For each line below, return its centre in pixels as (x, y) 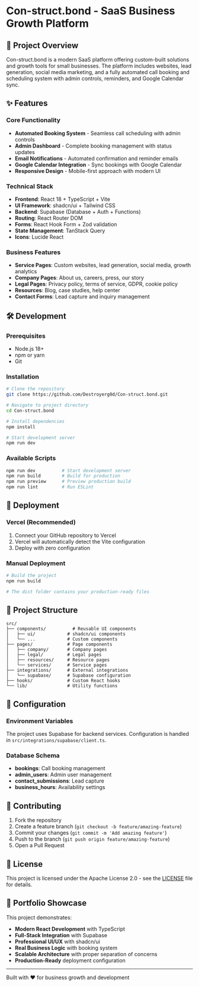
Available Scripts (31, 459)
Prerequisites (26, 336)
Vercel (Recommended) (41, 523)
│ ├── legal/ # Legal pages (54, 655)
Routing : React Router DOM (49, 218)
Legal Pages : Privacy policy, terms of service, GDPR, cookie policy (96, 284)
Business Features (33, 252)
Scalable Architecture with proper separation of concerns (86, 954)
